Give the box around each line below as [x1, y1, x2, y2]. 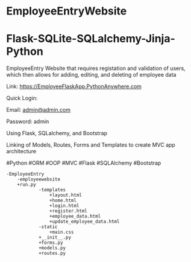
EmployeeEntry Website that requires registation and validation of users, [6, 65, 186, 72]
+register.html [49, 208, 87, 214]
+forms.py [38, 240, 63, 246]
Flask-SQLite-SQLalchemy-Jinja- [6, 32, 176, 46]
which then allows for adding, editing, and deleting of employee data [6, 71, 177, 78]
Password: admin [6, 118, 49, 125]
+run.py [17, 182, 36, 188]
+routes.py [38, 251, 66, 257]
